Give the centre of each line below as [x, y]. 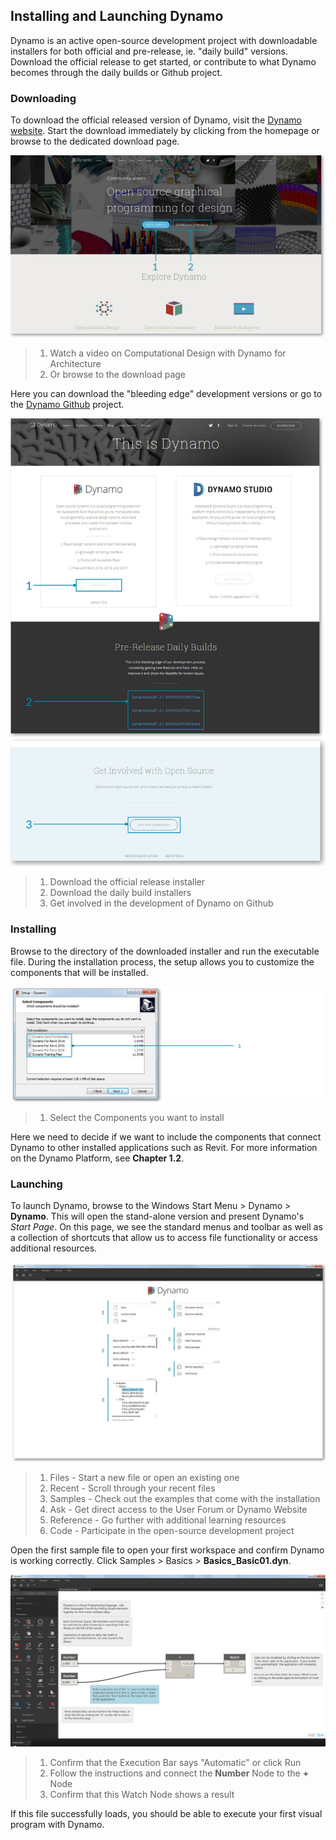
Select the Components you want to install [137, 1118]
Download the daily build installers [120, 893]
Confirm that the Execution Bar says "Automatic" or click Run [175, 1763]
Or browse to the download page [117, 374]
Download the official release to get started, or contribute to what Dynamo [163, 61]
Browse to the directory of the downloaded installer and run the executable [165, 951]
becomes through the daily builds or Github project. [116, 72]
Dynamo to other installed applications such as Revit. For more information [164, 1148]
